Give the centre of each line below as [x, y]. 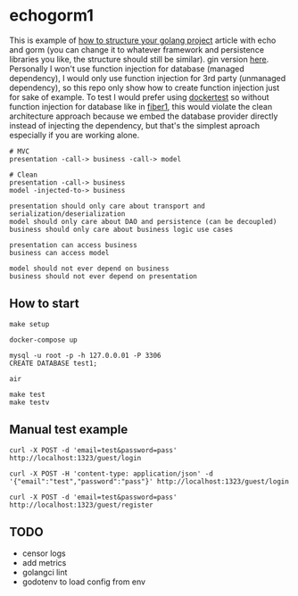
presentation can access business [74, 245]
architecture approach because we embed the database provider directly [144, 116]
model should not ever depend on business [89, 269]
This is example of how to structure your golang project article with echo [143, 40]
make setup [29, 324]
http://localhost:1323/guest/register [81, 505]
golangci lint [45, 573]
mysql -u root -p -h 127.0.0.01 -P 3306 [86, 355]
